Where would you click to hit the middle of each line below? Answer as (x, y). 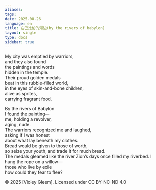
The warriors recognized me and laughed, (48, 130)
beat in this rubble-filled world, (37, 83)
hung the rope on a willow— (34, 162)
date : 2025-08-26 (23, 19)
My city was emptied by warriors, (39, 56)
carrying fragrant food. (29, 99)
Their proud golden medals (33, 77)
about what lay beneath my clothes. (42, 140)
